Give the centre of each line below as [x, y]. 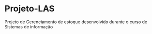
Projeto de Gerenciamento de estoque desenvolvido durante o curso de [76, 22]
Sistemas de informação [29, 26]
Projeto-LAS [30, 9]
